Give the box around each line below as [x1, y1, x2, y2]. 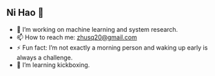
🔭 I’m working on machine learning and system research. [16, 25, 178, 33]
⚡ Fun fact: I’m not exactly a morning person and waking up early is [16, 43, 208, 52]
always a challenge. [16, 53, 73, 61]
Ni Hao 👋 [6, 7, 44, 19]
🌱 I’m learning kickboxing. [16, 60, 90, 69]
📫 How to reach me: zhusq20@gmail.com [16, 32, 137, 41]
